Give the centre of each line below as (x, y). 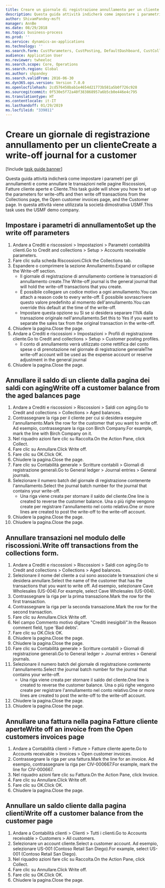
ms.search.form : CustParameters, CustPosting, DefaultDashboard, (73, 51)
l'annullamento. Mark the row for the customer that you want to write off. (85, 423)
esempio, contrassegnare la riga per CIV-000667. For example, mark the (85, 764)
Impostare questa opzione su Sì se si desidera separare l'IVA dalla (86, 313)
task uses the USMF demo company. (43, 210)
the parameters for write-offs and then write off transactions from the (76, 194)
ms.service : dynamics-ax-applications (45, 42)
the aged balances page (43, 396)
